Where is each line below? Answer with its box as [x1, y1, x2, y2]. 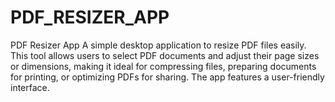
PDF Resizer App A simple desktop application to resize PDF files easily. [10, 39, 307, 51]
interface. [10, 81, 50, 93]
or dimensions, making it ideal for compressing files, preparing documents [10, 60, 317, 72]
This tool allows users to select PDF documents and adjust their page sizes [10, 49, 320, 61]
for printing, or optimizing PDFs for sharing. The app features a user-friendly [10, 71, 325, 83]
